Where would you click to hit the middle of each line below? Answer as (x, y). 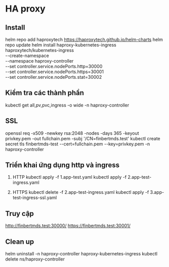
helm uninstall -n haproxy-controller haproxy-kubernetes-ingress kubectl (81, 254)
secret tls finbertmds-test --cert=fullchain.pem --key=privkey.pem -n (78, 144)
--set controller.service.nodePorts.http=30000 (54, 66)
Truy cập (20, 213)
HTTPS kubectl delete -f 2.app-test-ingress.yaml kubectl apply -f (81, 192)
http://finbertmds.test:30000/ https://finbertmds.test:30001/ (68, 226)
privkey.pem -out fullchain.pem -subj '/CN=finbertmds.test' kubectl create (83, 138)
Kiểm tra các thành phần (45, 93)
